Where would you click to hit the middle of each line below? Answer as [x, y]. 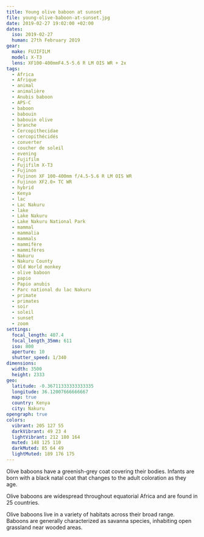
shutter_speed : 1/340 [39, 358]
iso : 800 [23, 346]
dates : [15, 29]
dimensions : [21, 363]
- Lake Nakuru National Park [49, 222]
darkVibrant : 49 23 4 [39, 431]
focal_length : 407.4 [38, 335]
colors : [16, 420]
